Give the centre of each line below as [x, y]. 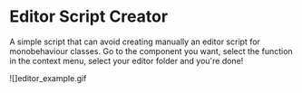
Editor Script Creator [89, 17]
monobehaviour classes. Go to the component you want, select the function [151, 51]
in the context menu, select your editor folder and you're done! [127, 60]
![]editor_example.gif [48, 78]
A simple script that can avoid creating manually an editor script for [135, 42]
